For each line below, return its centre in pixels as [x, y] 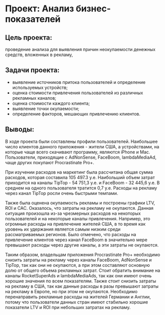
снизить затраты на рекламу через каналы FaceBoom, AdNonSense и [79, 260]
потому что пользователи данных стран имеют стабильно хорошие [77, 302]
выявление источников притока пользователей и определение [79, 82]
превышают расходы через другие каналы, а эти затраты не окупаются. [82, 245]
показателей [33, 19]
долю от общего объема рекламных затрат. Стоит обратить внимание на [83, 270]
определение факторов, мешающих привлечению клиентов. [76, 114]
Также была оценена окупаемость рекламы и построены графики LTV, [80, 203]
